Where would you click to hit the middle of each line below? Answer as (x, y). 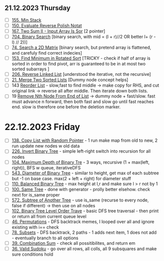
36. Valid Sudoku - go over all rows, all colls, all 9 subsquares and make (84, 249)
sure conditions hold (32, 254)
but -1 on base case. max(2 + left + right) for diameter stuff (71, 178)
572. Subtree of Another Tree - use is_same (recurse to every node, (80, 200)
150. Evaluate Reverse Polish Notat (47, 25)
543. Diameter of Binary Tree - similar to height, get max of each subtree (85, 173)
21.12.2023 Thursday (38, 8)
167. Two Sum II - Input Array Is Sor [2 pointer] (58, 31)
